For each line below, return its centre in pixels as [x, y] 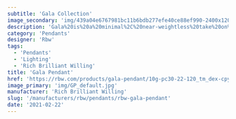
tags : [15, 46]
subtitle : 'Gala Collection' [50, 14]
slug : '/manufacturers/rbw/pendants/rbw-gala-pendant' [89, 99]
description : [26, 27]
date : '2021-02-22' [36, 105]
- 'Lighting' [33, 59]
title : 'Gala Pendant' [40, 72]
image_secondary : [33, 20]
